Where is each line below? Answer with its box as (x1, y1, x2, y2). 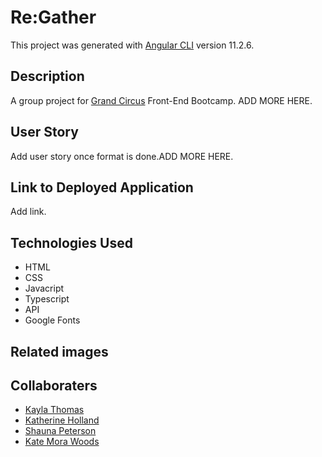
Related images (10, 343, 109, 360)
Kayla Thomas (24, 404, 85, 416)
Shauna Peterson (24, 425, 97, 437)
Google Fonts (24, 314, 81, 326)
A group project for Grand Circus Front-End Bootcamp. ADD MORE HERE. (10, 94, 313, 106)
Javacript (24, 282, 65, 295)
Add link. (10, 206, 47, 218)
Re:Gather (10, 6, 97, 29)
